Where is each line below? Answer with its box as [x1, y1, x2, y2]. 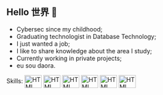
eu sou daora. [16, 61, 56, 70]
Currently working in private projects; [16, 54, 122, 62]
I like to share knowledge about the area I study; [16, 46, 152, 55]
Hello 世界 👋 [6, 6, 58, 18]
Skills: [6, 77, 23, 85]
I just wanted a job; [16, 40, 71, 48]
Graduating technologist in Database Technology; [16, 32, 157, 40]
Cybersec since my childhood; [16, 25, 103, 33]
